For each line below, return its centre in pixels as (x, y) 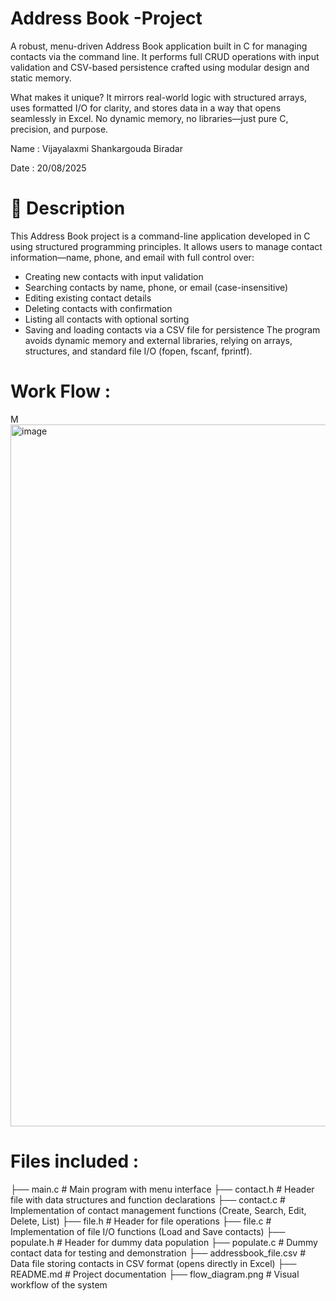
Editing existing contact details (88, 298)
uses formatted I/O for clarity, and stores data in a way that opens (146, 108)
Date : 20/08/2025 (48, 168)
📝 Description (68, 208)
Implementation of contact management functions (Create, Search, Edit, (158, 1210)
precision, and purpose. (59, 129)
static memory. (41, 78)
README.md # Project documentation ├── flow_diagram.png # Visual (155, 1274)
